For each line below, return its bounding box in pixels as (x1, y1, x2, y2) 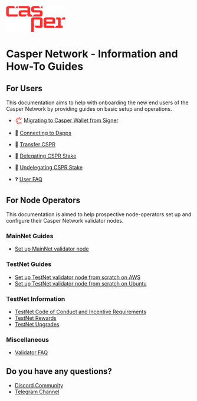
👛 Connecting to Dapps (14, 130, 72, 137)
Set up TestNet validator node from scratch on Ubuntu (14, 280, 147, 287)
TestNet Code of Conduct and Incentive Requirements (14, 308, 146, 315)
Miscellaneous (6, 335, 49, 344)
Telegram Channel (14, 388, 60, 395)
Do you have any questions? (6, 366, 112, 376)
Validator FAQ (14, 349, 48, 356)
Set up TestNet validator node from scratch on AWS (14, 274, 141, 281)
